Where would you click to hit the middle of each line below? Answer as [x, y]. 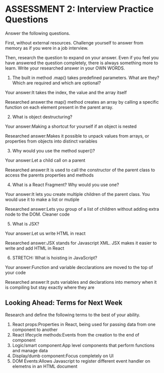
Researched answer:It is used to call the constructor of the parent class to [80, 170]
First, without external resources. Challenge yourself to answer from [74, 42]
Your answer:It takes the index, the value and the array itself [66, 92]
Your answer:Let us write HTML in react [45, 233]
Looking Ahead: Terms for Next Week [64, 303]
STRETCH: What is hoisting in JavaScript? [55, 258]
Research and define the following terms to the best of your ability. [73, 315]
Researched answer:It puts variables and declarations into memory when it [81, 282]
